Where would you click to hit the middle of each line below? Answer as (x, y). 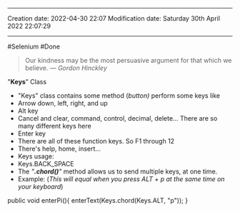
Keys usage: (36, 156)
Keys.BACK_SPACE (46, 164)
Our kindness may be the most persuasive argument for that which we (128, 60)
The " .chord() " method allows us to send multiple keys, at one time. (117, 171)
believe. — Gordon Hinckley (66, 68)
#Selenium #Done (34, 46)
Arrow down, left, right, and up (63, 103)
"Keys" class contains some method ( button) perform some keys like (119, 96)
